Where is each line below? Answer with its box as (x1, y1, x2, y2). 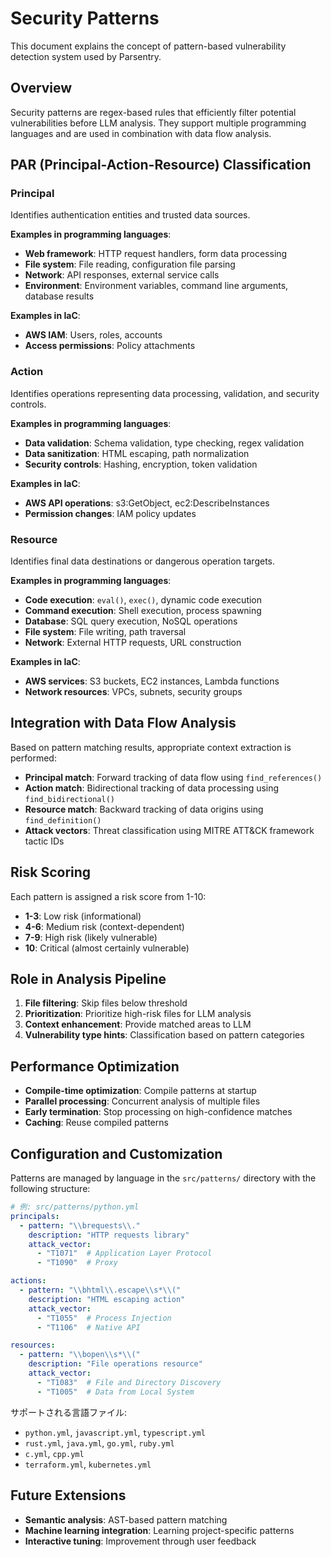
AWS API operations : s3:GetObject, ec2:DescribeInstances (24, 497, 270, 509)
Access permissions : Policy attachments (24, 340, 196, 352)
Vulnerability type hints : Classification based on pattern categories (24, 1029, 305, 1041)
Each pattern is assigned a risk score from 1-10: (10, 890, 207, 902)
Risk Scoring (10, 864, 92, 881)
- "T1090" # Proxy (36, 1258, 118, 1268)
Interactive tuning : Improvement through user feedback (24, 1535, 257, 1547)
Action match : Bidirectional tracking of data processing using (24, 782, 280, 794)
